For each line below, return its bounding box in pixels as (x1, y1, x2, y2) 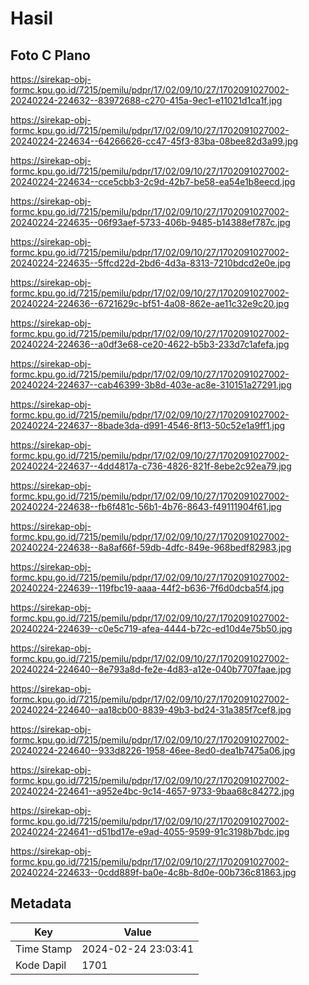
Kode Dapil (15, 958, 67, 972)
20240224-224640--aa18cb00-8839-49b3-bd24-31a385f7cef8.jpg (10, 704, 292, 716)
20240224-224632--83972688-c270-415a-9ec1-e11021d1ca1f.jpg (10, 95, 283, 106)
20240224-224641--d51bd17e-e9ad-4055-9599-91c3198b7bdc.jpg (10, 826, 290, 837)
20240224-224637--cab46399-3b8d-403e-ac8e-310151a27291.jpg (10, 379, 292, 391)
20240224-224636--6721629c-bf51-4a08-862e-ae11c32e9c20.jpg (10, 298, 290, 309)
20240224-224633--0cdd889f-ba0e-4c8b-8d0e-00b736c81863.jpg (10, 867, 297, 878)
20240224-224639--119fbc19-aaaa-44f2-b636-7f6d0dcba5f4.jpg (10, 582, 285, 594)
